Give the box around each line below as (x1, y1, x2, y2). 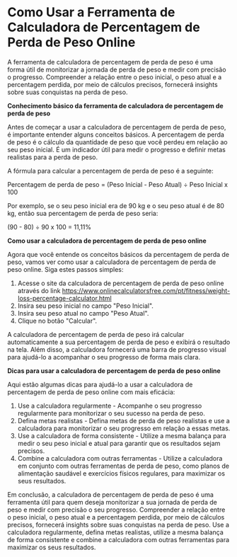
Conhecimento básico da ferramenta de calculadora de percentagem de (7, 101, 224, 110)
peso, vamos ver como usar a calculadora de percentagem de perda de (7, 258, 216, 266)
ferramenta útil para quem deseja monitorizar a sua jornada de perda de (7, 498, 217, 506)
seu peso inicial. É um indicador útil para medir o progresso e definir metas (7, 145, 226, 154)
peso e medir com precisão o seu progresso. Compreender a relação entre (7, 505, 226, 514)
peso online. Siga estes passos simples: (7, 265, 124, 273)
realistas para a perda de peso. (7, 153, 98, 161)
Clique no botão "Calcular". (17, 316, 98, 325)
